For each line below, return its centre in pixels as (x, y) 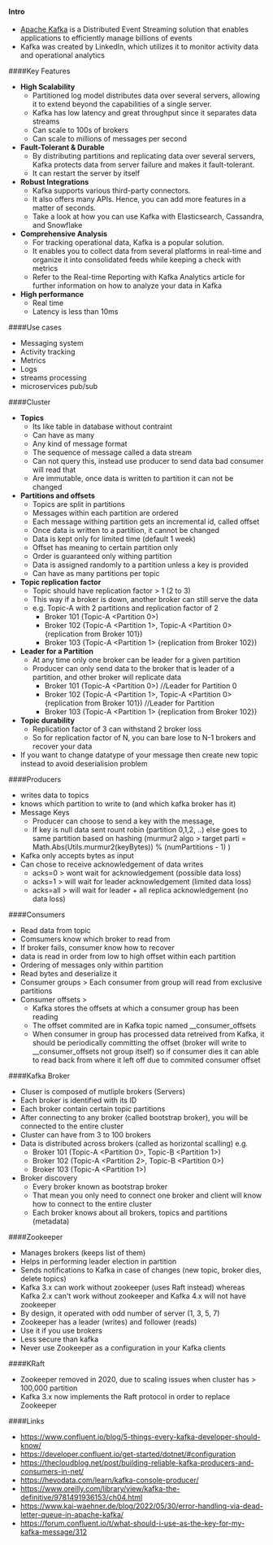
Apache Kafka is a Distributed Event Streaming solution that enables (134, 29)
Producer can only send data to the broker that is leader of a (133, 669)
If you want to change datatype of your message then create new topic (139, 755)
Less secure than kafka (59, 1339)
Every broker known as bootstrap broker (100, 1187)
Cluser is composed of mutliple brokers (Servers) (102, 1092)
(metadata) (51, 1221)
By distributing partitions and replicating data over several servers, (144, 156)
